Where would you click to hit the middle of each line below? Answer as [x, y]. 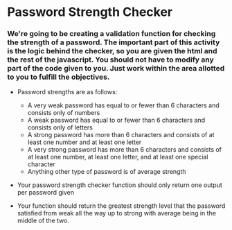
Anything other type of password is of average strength [107, 172]
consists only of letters [60, 127]
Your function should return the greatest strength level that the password [121, 206]
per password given [46, 193]
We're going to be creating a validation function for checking [111, 34]
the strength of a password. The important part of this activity [114, 42]
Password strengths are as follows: [67, 92]
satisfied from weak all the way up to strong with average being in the [117, 213]
